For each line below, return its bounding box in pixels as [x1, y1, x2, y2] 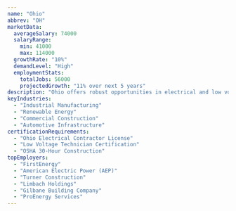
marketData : [7, 23, 42, 30]
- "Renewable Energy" [13, 108, 77, 115]
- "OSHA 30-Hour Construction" [13, 148, 105, 155]
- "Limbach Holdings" [13, 180, 77, 187]
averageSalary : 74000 [13, 30, 77, 37]
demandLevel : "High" [13, 63, 74, 70]
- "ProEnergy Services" [13, 193, 83, 200]
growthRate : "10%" [13, 56, 68, 63]
